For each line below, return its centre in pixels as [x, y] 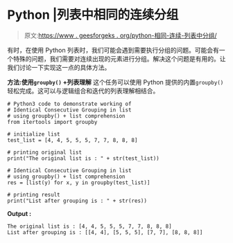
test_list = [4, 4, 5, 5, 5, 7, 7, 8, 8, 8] [72, 140]
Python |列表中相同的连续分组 [93, 15]
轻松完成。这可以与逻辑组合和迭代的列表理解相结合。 [83, 91]
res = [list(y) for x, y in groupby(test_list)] [79, 182]
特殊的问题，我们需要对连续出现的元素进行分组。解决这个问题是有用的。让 [119, 58]
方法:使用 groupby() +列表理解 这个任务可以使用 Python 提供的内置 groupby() [115, 82]
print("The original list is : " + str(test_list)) [83, 158]
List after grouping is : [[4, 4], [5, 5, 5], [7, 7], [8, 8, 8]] [105, 232]
